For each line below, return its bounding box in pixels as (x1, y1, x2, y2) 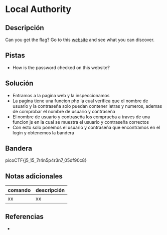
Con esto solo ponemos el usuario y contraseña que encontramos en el (12, 124, 160, 130)
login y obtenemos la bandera (12, 129, 74, 136)
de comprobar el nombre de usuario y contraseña (12, 108, 115, 114)
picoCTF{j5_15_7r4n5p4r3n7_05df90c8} (5, 157, 87, 163)
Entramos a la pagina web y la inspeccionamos (12, 92, 110, 98)
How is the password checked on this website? (12, 64, 110, 71)
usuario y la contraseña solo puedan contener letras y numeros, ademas (12, 103, 162, 109)
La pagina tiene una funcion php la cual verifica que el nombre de (12, 98, 148, 104)
